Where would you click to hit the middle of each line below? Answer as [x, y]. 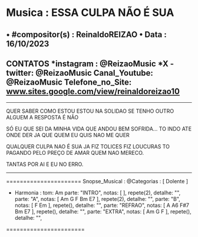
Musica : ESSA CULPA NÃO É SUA [90, 13]
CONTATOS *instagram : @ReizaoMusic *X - [90, 64]
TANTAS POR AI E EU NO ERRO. [45, 164]
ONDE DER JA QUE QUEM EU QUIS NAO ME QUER [68, 135]
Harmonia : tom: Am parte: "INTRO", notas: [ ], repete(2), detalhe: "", [98, 193]
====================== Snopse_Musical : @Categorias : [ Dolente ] [97, 181]
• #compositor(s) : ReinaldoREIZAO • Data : [86, 35]
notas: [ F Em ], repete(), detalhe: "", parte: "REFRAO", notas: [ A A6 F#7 [102, 205]
